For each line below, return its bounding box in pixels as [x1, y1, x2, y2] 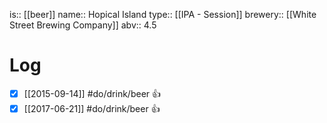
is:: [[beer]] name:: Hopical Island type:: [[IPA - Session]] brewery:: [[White [9, 9, 317, 20]
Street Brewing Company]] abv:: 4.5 [9, 19, 157, 31]
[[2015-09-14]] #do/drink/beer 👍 [23, 87, 161, 99]
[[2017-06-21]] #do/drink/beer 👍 [23, 102, 161, 114]
